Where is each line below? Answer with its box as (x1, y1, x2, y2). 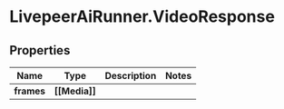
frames (14, 84, 46, 97)
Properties (9, 43, 71, 58)
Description (104, 70, 157, 82)
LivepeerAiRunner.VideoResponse (9, 6, 275, 27)
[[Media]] (54, 84, 97, 97)
